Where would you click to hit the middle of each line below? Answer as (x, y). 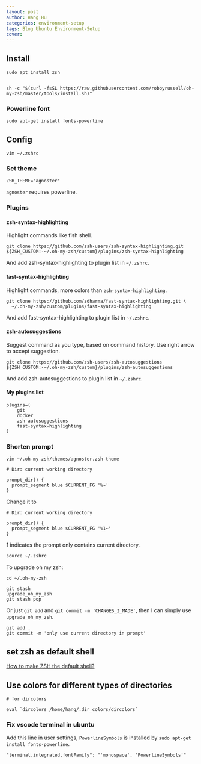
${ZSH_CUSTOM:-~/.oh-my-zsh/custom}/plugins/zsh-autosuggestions (89, 367)
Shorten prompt (30, 446)
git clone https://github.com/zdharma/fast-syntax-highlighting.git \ (96, 301)
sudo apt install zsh (33, 72)
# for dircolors (26, 699)
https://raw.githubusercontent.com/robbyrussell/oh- (127, 88)
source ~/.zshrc (26, 556)
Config (19, 139)
